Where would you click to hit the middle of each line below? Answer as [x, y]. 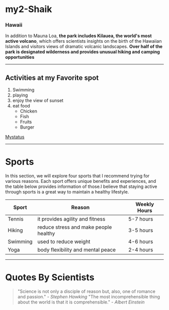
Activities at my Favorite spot [52, 78]
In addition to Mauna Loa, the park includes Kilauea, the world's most [78, 36]
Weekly [145, 204]
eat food [21, 106]
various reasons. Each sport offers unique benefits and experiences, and [81, 181]
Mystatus [15, 137]
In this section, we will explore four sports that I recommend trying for [77, 176]
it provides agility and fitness [71, 219]
